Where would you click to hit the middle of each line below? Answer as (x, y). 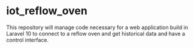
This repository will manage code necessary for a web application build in (97, 27)
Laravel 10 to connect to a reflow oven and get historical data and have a (96, 33)
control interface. (28, 40)
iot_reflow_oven (47, 11)
